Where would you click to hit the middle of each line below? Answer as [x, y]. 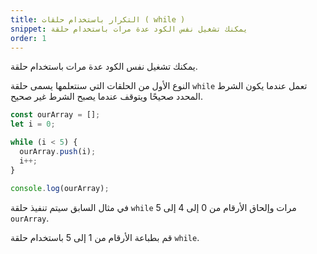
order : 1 [28, 38]
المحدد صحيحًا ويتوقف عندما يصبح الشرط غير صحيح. [106, 97]
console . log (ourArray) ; [60, 188]
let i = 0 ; [33, 124]
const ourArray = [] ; [55, 115]
